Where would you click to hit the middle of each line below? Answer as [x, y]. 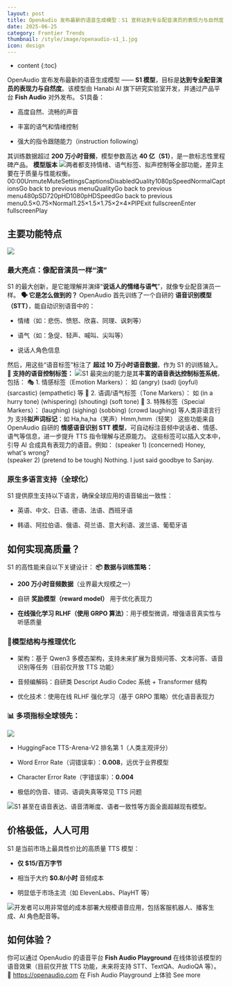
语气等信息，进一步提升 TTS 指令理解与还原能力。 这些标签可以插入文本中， [116, 437]
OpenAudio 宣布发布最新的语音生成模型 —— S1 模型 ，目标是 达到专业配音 [112, 80]
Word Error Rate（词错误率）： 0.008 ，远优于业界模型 [93, 762]
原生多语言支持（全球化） [50, 479]
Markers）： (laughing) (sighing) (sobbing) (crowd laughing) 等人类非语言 [111, 410]
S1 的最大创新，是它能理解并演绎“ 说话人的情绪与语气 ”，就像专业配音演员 [111, 287]
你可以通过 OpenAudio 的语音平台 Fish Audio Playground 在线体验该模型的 [115, 958]
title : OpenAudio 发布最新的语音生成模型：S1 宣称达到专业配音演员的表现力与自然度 [115, 20]
